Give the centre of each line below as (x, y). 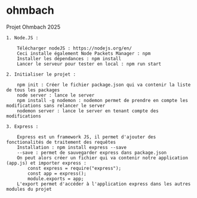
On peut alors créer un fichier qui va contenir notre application (102, 158)
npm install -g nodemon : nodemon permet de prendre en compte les (102, 100)
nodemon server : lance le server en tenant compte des (88, 111)
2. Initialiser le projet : (41, 74)
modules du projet (29, 189)
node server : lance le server (56, 95)
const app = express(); (57, 174)
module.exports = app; (56, 179)
